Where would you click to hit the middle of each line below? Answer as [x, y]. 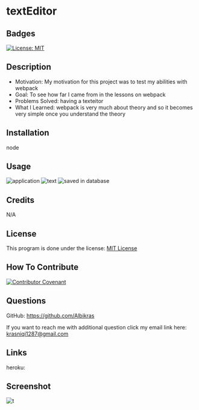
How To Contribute [43, 267]
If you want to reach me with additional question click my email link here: [96, 327]
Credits [21, 200]
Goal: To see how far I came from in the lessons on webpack [90, 94]
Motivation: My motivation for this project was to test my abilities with [101, 81]
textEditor [32, 11]
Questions [26, 301]
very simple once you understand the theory [70, 114]
